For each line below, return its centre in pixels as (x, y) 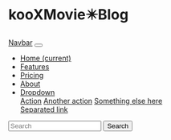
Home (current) (45, 58)
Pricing (32, 75)
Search (118, 126)
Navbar (20, 42)
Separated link (44, 109)
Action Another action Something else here (91, 101)
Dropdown (37, 92)
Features (35, 66)
